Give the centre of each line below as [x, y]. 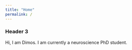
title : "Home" [20, 10]
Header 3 [17, 32]
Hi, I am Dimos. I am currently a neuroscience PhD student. [66, 42]
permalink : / [19, 14]
